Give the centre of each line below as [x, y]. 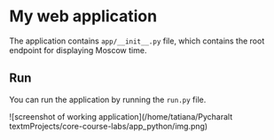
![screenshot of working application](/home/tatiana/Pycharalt [121, 116]
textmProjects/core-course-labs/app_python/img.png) [109, 126]
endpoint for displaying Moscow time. [78, 50]
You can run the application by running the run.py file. [108, 99]
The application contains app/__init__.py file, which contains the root [137, 41]
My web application [83, 16]
